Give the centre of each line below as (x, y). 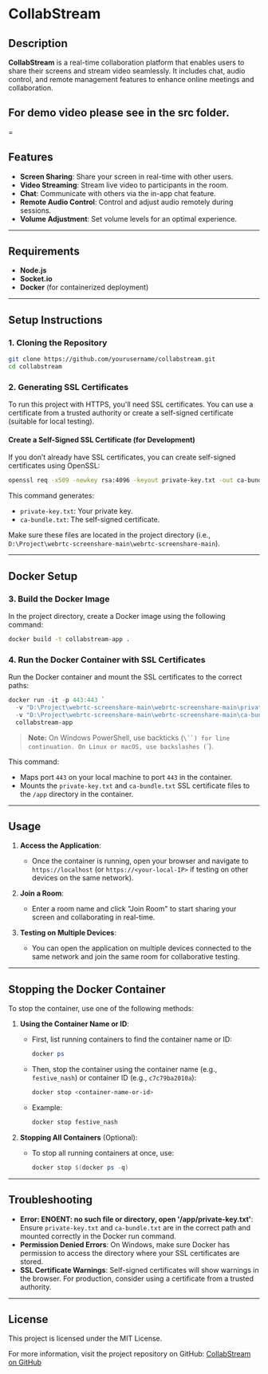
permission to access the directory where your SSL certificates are (130, 1253)
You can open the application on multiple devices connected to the (142, 948)
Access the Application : (60, 845)
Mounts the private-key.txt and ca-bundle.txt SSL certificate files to (134, 785)
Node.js (33, 270)
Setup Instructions (55, 320)
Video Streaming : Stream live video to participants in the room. (124, 185)
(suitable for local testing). (51, 421)
